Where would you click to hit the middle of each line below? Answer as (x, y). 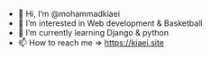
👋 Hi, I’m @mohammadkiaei (69, 14)
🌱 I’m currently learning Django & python (93, 33)
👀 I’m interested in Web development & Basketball (110, 23)
